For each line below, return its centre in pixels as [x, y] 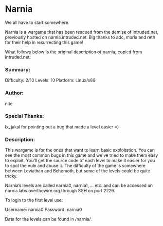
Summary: [18, 69]
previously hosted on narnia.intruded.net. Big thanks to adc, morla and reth [80, 37]
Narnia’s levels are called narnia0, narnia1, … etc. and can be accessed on [79, 185]
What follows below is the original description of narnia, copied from [73, 52]
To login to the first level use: [34, 200]
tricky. [11, 176]
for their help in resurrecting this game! [44, 42]
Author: [14, 93]
